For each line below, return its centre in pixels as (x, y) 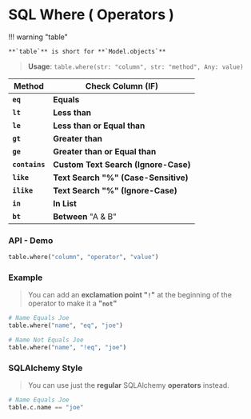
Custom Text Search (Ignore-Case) (122, 164)
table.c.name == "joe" (46, 408)
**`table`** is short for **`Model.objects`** (87, 51)
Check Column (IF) (122, 86)
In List (65, 203)
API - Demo (31, 240)
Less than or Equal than (99, 126)
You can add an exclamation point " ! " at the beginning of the (129, 295)
